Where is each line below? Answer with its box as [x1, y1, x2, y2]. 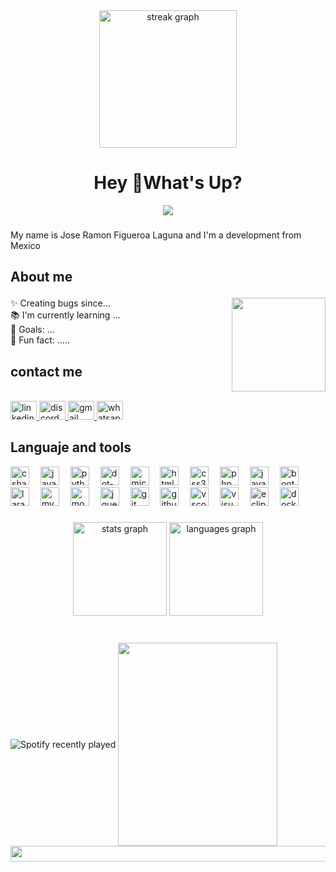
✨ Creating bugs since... [10, 297, 111, 309]
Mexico [10, 239, 41, 251]
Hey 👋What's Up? [93, 172, 243, 194]
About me [10, 269, 73, 286]
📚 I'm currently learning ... [10, 309, 121, 321]
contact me [10, 363, 83, 380]
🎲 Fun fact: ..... [10, 334, 70, 346]
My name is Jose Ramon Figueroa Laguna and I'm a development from [10, 229, 302, 241]
